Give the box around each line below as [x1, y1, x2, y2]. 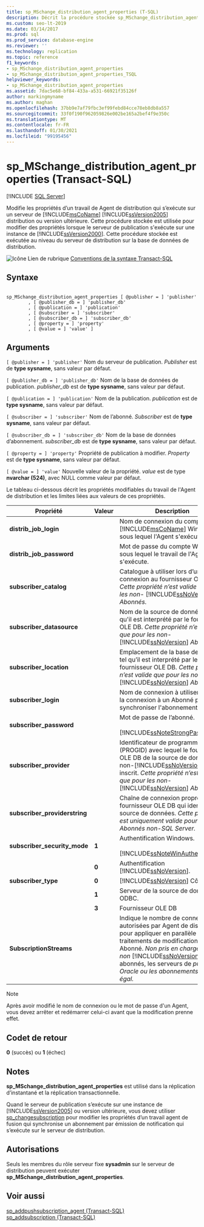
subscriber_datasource [9, 623, 78, 631]
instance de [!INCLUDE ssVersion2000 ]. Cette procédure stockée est [6, 230, 178, 237]
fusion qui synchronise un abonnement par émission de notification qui [6, 1120, 184, 1128]
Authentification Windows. [119, 834, 195, 843]
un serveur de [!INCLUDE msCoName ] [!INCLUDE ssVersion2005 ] [6, 210, 169, 218]
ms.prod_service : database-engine [6, 37, 94, 43]
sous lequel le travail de [119, 550, 187, 558]
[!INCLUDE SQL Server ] [6, 192, 66, 199]
